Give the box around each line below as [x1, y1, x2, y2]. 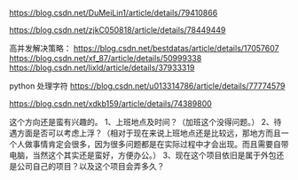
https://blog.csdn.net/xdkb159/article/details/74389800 [9, 98, 213, 109]
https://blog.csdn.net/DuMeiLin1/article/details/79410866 [9, 8, 218, 18]
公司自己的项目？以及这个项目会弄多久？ [16, 161, 165, 171]
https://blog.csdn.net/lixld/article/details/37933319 [9, 62, 195, 73]
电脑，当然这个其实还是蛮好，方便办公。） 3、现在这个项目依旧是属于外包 [9, 150, 277, 160]
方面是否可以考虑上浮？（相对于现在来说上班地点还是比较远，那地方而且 [16, 128, 281, 138]
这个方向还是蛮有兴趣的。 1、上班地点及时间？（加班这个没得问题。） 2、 [9, 117, 275, 127]
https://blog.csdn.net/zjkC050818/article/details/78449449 [9, 25, 226, 35]
